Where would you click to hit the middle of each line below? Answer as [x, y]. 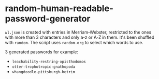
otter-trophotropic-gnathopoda [43, 67]
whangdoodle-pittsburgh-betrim [43, 72]
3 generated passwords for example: [42, 52]
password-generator [48, 19]
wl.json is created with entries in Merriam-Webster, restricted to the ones [78, 32]
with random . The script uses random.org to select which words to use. [74, 42]
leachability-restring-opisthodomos [49, 62]
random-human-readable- [59, 8]
